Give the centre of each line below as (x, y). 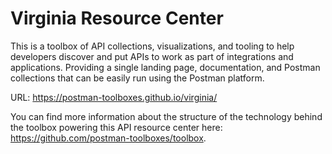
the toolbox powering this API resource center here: (116, 127)
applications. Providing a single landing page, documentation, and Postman (165, 67)
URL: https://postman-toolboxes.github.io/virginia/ (114, 97)
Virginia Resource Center (117, 18)
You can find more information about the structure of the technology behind (166, 116)
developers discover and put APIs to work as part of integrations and (152, 56)
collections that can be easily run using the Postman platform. (137, 78)
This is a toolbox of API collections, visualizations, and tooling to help (152, 46)
